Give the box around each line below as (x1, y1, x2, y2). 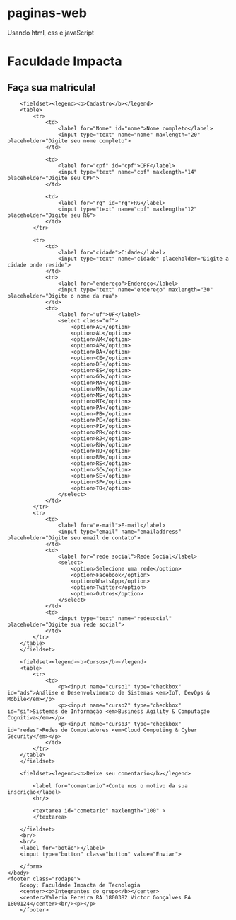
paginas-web (7, 5, 87, 21)
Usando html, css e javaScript (7, 28, 94, 37)
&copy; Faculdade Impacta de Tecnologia (20, 881, 141, 889)
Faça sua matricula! (7, 82, 96, 94)
